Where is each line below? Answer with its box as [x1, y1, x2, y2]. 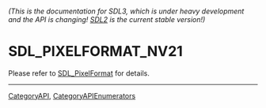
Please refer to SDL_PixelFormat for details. [8, 68, 150, 78]
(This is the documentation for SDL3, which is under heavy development [8, 6, 245, 16]
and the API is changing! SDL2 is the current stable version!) [8, 14, 206, 24]
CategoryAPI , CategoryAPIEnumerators [8, 91, 136, 100]
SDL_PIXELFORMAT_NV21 [8, 42, 184, 60]
